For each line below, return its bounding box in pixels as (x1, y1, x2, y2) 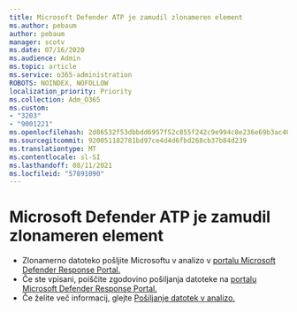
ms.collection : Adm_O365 (9, 95, 101, 104)
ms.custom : (9, 103, 49, 112)
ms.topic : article (9, 63, 77, 72)
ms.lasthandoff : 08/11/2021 (9, 161, 113, 170)
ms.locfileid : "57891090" (9, 169, 104, 178)
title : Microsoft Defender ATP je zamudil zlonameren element (9, 12, 243, 22)
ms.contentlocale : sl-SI (9, 152, 101, 162)
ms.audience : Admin (9, 54, 81, 63)
